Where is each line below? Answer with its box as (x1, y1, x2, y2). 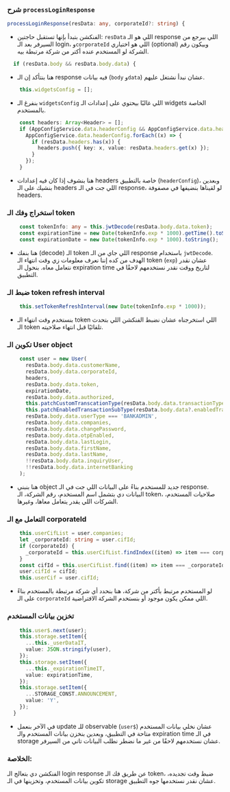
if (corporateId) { (19, 542, 75, 549)
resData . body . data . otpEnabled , (25, 432, 115, 439)
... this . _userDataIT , (25, 640, 88, 647)
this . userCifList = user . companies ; (19, 530, 125, 537)
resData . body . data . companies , (25, 420, 112, 427)
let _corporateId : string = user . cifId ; (19, 536, 136, 543)
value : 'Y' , (25, 697, 60, 704)
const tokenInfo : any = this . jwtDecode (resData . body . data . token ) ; (19, 224, 213, 230)
